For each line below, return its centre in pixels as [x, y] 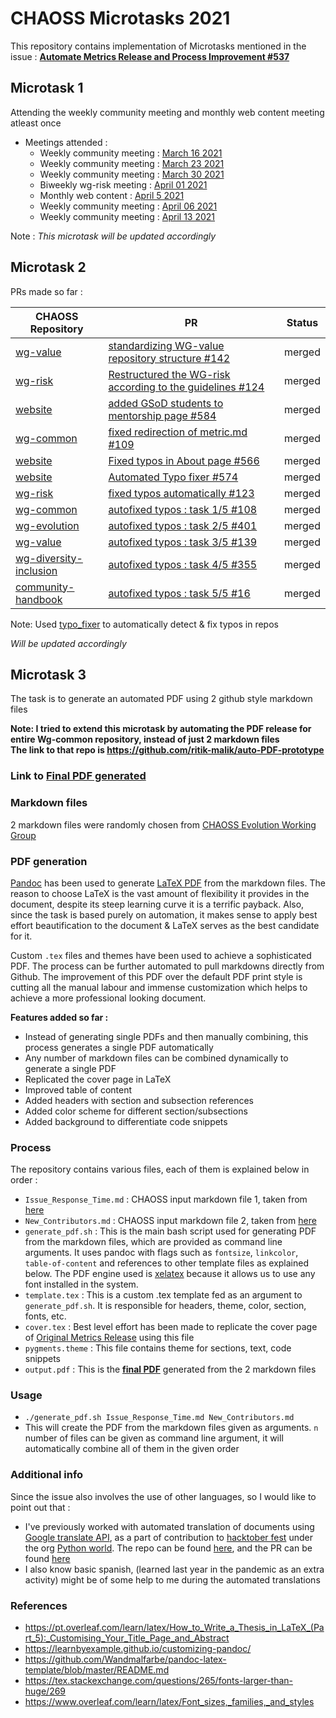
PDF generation [49, 861]
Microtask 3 [48, 674]
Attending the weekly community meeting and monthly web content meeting [167, 112]
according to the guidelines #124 [186, 387]
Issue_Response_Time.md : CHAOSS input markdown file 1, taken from [166, 1199]
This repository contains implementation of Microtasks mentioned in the [158, 46]
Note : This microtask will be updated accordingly [113, 236]
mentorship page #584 [162, 415]
